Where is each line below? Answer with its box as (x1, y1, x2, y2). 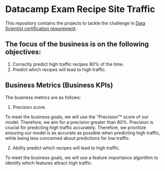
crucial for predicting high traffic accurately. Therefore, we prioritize (5, 124, 146, 130)
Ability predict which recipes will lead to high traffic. (12, 144, 120, 151)
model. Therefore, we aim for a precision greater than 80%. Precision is (5, 119, 153, 125)
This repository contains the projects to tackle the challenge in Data (5, 20, 146, 26)
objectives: (5, 48, 41, 56)
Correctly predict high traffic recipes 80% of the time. (12, 61, 124, 67)
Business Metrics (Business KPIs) (5, 81, 113, 90)
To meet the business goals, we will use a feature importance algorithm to (5, 154, 158, 160)
